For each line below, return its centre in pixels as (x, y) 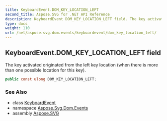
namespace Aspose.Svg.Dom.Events (50, 108)
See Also (16, 92)
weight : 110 (17, 28)
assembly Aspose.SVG (36, 113)
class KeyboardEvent (34, 103)
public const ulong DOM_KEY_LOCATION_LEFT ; (51, 79)
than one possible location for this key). (45, 70)
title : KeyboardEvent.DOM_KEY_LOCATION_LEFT (52, 10)
